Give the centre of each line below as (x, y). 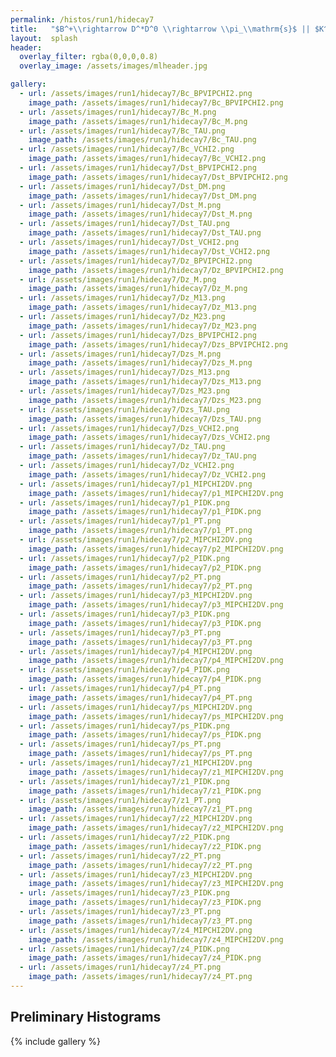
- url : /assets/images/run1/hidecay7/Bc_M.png (118, 112)
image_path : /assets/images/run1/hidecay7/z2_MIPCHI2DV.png (156, 828)
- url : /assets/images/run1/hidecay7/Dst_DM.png (122, 186)
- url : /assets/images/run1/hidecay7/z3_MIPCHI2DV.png (136, 874)
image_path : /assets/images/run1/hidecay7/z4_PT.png (140, 977)
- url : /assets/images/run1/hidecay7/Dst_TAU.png (124, 224)
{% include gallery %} (56, 1041)
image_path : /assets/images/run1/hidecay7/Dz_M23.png (142, 326)
